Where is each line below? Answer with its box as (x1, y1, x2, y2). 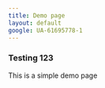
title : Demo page (8, 11, 66, 20)
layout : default (8, 19, 62, 27)
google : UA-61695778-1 (8, 26, 83, 34)
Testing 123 (8, 52, 54, 63)
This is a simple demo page (8, 71, 98, 80)
